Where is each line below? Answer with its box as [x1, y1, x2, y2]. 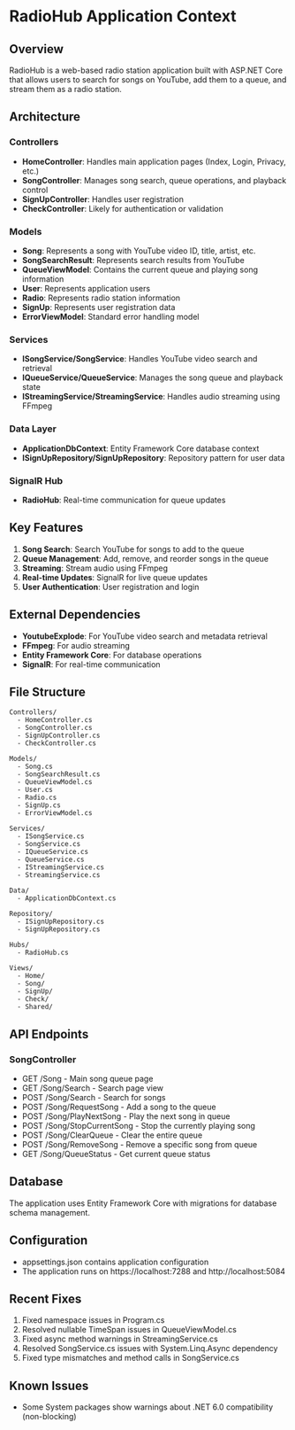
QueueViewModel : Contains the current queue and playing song [21, 264, 259, 275]
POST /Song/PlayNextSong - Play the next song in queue [21, 1111, 231, 1122]
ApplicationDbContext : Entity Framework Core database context [21, 443, 260, 454]
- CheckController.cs [17, 739, 97, 748]
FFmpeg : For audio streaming [21, 640, 131, 650]
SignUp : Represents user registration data [21, 301, 176, 312]
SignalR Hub [9, 474, 64, 486]
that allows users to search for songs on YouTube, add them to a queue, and [9, 74, 287, 85]
